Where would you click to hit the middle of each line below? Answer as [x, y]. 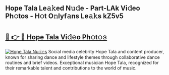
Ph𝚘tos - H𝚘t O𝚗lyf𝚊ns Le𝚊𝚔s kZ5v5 [64, 16]
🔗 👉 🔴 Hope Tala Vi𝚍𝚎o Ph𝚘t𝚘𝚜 [56, 37]
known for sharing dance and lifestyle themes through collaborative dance [82, 57]
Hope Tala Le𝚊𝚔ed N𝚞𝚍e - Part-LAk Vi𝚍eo [73, 8]
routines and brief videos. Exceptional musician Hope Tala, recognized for [82, 63]
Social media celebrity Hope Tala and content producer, [106, 52]
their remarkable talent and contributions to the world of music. [71, 68]
